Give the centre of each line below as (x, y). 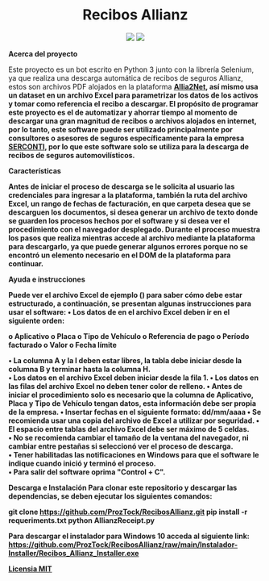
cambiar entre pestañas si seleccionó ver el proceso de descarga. (121, 446)
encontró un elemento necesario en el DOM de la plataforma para (120, 255)
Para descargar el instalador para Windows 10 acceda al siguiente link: (129, 536)
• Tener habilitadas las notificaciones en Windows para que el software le (134, 454)
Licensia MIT (30, 568)
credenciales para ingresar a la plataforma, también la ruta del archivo (128, 194)
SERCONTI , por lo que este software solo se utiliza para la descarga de (129, 146)
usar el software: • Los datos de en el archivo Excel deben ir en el (119, 311)
